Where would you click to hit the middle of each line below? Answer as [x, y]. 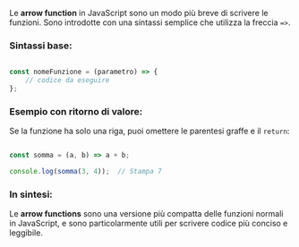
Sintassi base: [41, 46]
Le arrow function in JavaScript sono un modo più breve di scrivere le [139, 13]
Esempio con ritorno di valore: [76, 111]
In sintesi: [31, 194]
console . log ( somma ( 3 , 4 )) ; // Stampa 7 [86, 172]
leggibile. [26, 233]
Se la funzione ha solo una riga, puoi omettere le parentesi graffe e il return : [149, 131]
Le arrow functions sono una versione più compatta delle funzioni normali [146, 214]
